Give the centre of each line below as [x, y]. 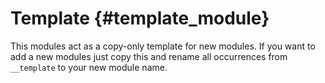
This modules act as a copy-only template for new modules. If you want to [163, 46]
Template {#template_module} [140, 18]
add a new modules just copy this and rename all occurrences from [149, 56]
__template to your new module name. [89, 67]
